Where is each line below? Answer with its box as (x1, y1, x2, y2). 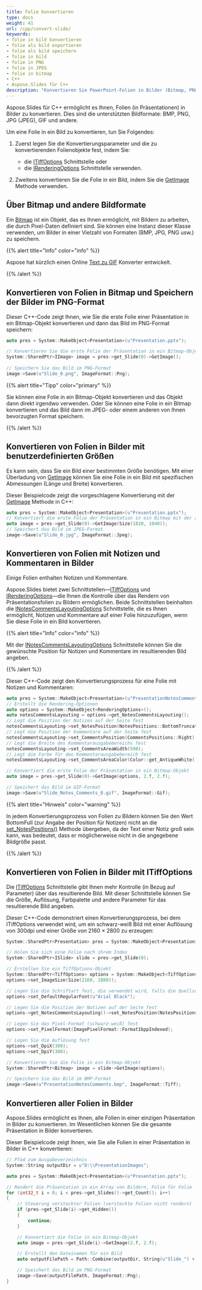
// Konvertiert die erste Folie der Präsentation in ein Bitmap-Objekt (6, 768, 189, 774)
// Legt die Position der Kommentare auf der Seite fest (6, 729, 152, 735)
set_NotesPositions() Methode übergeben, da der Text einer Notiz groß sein (6, 825, 194, 832)
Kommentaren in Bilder (6, 558, 94, 568)
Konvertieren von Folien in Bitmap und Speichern (6, 287, 194, 298)
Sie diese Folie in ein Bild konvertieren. (6, 618, 102, 625)
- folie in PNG (6, 59, 44, 65)
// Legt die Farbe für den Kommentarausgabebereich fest (6, 751, 152, 757)
